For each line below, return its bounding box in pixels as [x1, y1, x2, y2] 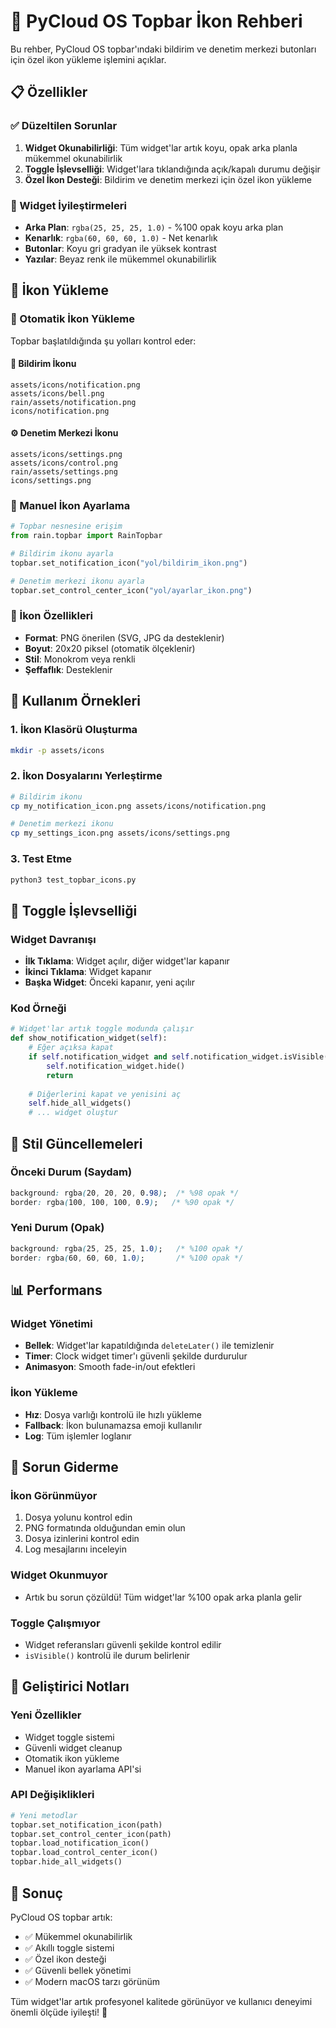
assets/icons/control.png [10, 458, 118, 469]
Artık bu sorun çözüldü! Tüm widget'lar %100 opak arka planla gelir [24, 1591, 303, 1603]
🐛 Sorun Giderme [10, 1458, 119, 1475]
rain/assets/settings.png [10, 467, 118, 477]
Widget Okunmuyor [10, 1568, 108, 1582]
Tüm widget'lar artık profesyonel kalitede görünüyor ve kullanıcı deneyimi [10, 1995, 313, 2007]
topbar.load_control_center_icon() [10, 1848, 159, 1858]
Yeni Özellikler [10, 1708, 82, 1722]
